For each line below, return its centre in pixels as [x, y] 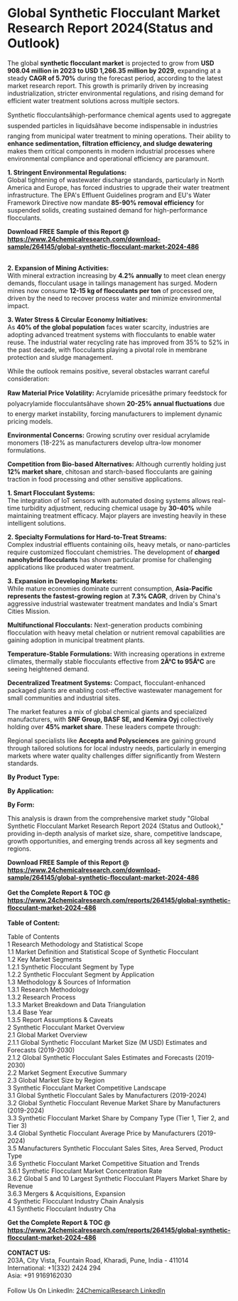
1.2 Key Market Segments [45, 959]
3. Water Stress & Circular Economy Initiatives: [77, 319]
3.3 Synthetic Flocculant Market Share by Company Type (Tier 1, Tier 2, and [118, 1117]
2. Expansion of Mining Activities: [58, 267]
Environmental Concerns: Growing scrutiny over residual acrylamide [109, 435]
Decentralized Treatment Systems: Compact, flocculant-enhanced [107, 683]
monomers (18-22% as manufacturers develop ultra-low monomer [104, 442]
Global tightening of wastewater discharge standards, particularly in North [116, 180]
